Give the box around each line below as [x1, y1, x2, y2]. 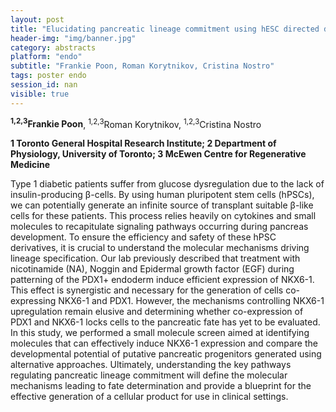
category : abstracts [10, 42, 97, 53]
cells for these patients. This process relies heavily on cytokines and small [10, 210, 317, 222]
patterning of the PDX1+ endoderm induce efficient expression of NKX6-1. [10, 274, 315, 286]
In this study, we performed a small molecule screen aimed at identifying [10, 327, 310, 339]
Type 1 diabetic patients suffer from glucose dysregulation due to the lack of [10, 178, 325, 190]
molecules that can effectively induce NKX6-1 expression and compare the [10, 337, 318, 350]
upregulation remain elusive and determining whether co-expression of [10, 306, 304, 318]
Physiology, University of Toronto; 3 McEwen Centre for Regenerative [10, 148, 307, 160]
